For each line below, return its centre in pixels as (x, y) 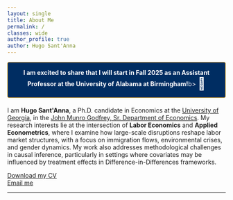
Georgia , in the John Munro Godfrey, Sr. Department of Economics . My (109, 118)
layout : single (29, 14)
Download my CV (32, 175)
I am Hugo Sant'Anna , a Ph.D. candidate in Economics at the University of (113, 110)
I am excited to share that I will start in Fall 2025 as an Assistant (116, 73)
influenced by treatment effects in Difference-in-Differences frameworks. (112, 162)
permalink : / (26, 26)
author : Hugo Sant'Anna (42, 46)
